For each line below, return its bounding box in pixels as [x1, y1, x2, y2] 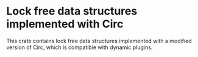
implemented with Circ [6, 17, 124, 31]
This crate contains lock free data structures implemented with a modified [6, 37, 192, 44]
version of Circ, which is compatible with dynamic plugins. [6, 44, 153, 51]
